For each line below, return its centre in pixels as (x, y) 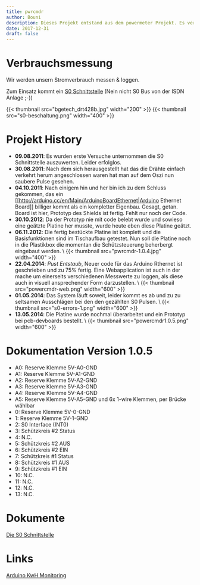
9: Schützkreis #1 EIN (41, 469)
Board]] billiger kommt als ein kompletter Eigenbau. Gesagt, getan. (96, 207)
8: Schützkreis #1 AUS (42, 462)
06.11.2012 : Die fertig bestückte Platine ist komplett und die (88, 232)
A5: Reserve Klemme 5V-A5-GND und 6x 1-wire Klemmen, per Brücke (100, 399)
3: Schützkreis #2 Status (45, 431)
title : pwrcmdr (25, 12)
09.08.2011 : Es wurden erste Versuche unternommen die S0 (89, 156)
